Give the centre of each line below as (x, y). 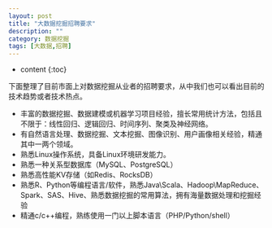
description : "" (36, 31)
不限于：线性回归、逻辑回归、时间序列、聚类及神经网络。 (116, 124)
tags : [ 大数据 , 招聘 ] (40, 46)
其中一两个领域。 (49, 144)
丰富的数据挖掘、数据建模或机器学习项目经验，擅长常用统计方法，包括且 (141, 114)
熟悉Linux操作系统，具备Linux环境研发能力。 (95, 155)
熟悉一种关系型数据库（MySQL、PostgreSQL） (99, 164)
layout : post (30, 16)
